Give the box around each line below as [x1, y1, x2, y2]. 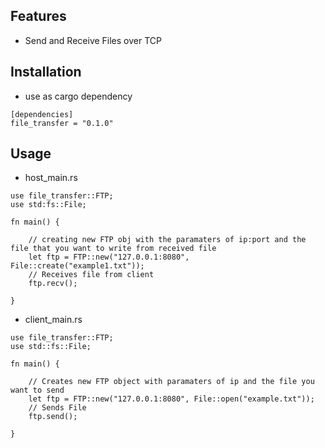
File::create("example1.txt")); [10, 261, 145, 271]
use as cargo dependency [24, 90, 133, 102]
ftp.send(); [28, 412, 78, 422]
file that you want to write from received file [10, 244, 217, 254]
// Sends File [28, 403, 87, 413]
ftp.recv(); [28, 279, 78, 289]
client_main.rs [24, 314, 83, 326]
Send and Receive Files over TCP [24, 34, 162, 46]
